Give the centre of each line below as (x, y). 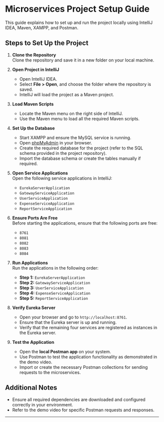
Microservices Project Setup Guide (77, 9)
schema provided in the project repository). (63, 153)
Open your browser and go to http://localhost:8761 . (73, 317)
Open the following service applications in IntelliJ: (62, 178)
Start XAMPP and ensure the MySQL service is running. (75, 137)
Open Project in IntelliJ (36, 69)
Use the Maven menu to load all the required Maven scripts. (80, 119)
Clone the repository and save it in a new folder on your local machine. (83, 60)
